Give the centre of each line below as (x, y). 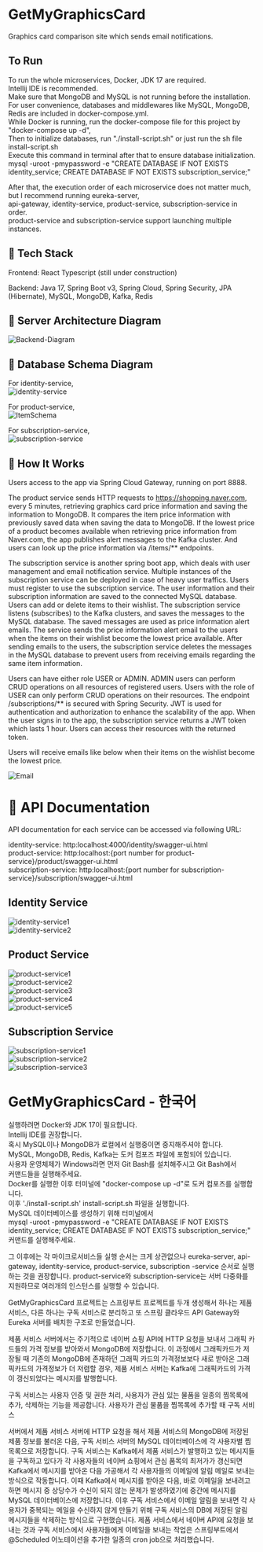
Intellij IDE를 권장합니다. (45, 1135)
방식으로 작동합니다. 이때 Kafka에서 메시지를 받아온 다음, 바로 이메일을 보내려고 (130, 1480)
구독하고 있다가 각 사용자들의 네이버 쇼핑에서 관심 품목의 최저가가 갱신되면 (130, 1461)
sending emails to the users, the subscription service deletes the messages (130, 647)
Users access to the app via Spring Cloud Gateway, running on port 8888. (128, 482)
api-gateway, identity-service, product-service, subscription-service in (123, 204)
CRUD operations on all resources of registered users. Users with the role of (131, 687)
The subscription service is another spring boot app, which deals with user (129, 563)
